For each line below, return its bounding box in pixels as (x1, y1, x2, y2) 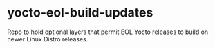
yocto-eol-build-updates (7, 5, 153, 21)
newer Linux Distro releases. (7, 35, 88, 43)
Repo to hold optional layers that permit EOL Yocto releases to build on (7, 28, 209, 36)
